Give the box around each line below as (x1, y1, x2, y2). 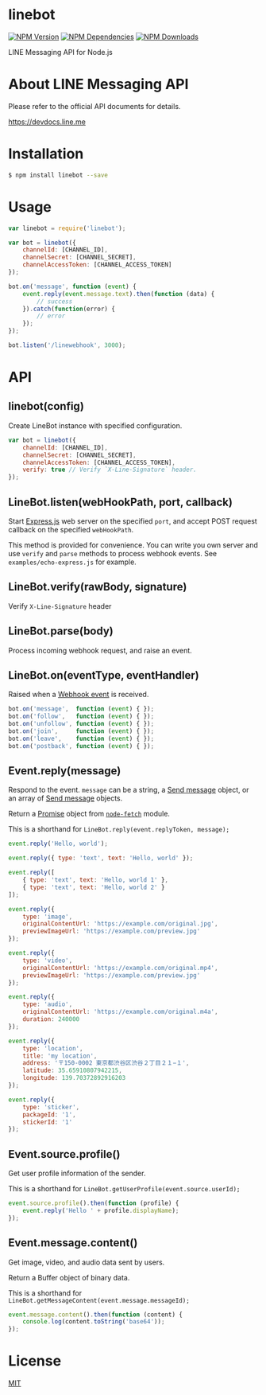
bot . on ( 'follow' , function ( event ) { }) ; (8, 712, 155, 721)
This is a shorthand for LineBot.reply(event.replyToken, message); (8, 824, 230, 834)
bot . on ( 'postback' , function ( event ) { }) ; (8, 742, 155, 750)
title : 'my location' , (22, 1052, 98, 1060)
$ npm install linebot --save (8, 171, 109, 179)
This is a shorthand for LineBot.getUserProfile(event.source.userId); (8, 1184, 241, 1194)
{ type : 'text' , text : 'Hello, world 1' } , (22, 876, 169, 884)
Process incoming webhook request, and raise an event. (8, 645, 192, 655)
